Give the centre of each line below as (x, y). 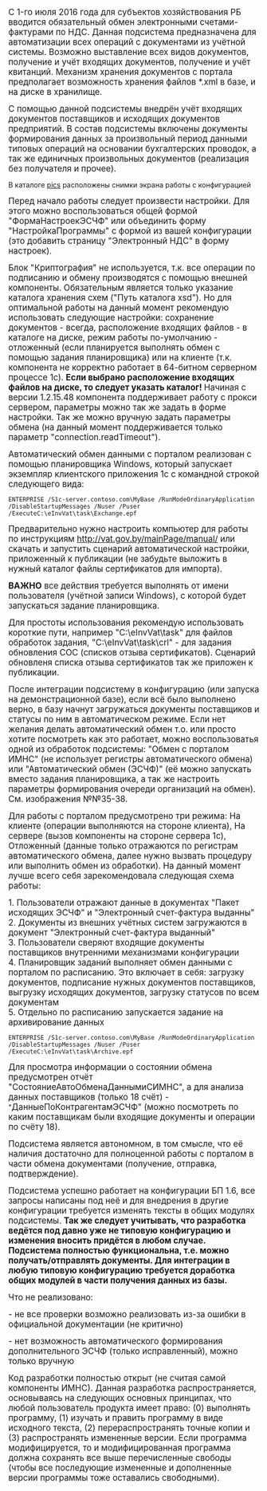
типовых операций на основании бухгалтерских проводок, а (132, 149)
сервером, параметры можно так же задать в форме (118, 407)
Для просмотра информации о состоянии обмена (110, 1067)
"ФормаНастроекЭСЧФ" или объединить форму (107, 221)
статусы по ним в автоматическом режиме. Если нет (117, 719)
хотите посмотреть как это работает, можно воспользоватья (133, 739)
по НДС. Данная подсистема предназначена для (156, 32)
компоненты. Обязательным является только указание (121, 288)
